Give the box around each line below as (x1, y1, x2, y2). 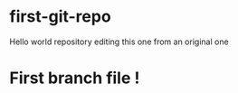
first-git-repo (9, 6, 111, 27)
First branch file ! (9, 68, 140, 88)
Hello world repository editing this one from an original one (9, 36, 229, 47)
